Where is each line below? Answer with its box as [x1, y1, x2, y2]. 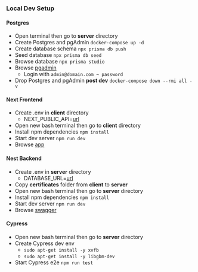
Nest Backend [6, 155, 42, 162]
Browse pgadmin [14, 64, 57, 71]
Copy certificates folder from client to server [14, 181, 128, 188]
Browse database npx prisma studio [14, 58, 105, 65]
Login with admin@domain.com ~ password [23, 71, 123, 78]
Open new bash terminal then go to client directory [14, 122, 141, 129]
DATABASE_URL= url [23, 174, 73, 182]
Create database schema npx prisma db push [14, 45, 126, 52]
